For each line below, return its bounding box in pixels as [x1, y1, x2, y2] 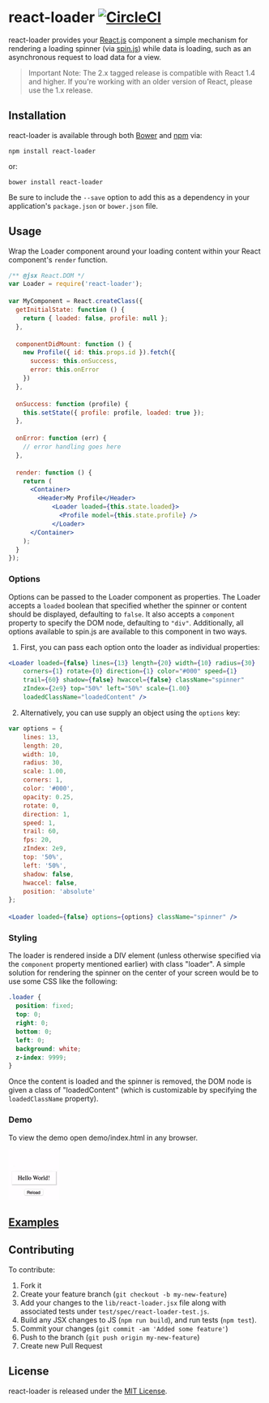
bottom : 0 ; [15, 1028, 53, 1036]
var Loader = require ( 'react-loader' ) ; [8, 280, 143, 288]
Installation [8, 109, 66, 123]
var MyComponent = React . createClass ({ [8, 297, 143, 305]
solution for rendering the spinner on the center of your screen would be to [8, 968, 259, 978]
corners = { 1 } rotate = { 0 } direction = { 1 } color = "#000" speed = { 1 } [23, 667, 237, 676]
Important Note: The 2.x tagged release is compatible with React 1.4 [28, 67, 256, 77]
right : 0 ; [15, 1020, 49, 1028]
